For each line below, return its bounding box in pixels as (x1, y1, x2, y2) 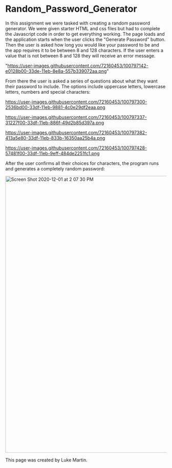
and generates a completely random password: (5, 165, 105, 172)
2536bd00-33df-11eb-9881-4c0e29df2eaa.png (5, 104, 106, 110)
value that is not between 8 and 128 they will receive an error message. (5, 52, 156, 59)
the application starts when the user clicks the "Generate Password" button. (5, 36, 166, 42)
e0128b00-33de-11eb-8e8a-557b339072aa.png (5, 68, 107, 74)
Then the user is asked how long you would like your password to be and (5, 41, 160, 48)
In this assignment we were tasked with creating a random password (5, 20, 150, 26)
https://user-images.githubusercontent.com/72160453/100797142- (7, 62, 148, 69)
